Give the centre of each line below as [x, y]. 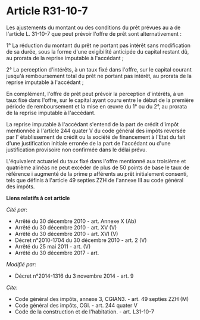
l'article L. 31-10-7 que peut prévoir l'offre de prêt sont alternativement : [94, 33]
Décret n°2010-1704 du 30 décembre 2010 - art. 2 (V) [81, 240]
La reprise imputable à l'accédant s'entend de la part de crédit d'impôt [93, 124]
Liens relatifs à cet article [38, 198]
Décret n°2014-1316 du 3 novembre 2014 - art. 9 [74, 276]
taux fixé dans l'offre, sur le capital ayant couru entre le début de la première [100, 100]
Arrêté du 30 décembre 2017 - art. [57, 253]
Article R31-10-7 [47, 11]
